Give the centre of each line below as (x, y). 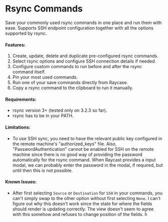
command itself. (29, 72)
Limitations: (18, 127)
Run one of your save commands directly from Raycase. (70, 83)
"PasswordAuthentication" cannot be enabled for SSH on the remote (83, 149)
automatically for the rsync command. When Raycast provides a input (84, 160)
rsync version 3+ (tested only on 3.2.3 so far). (60, 110)
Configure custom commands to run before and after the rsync (77, 67)
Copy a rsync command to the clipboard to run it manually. (73, 88)
